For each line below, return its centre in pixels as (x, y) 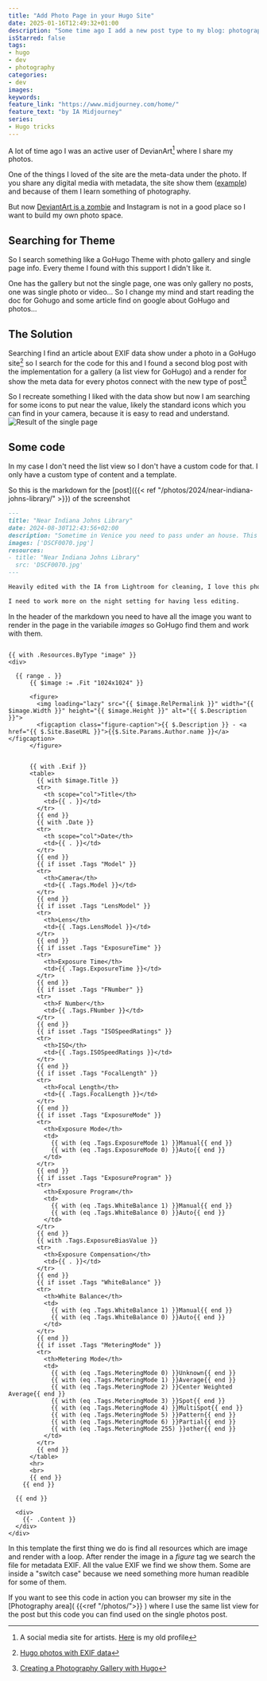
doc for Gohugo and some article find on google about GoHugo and (119, 300)
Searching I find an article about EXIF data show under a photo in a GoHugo (132, 353)
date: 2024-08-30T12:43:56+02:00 (64, 528)
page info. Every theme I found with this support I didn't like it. (110, 268)
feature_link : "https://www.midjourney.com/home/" (94, 104)
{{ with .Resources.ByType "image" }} (72, 655)
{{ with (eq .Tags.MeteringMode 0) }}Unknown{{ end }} (143, 1373)
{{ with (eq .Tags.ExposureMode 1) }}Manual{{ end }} (141, 1143)
